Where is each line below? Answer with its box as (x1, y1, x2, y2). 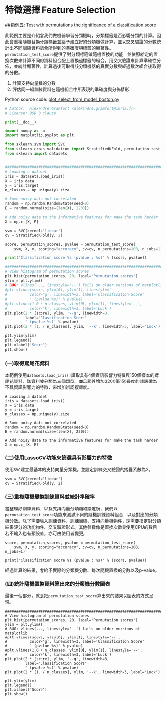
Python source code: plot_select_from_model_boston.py (5, 96, 120, 102)
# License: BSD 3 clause (5, 110, 56, 116)
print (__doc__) (5, 120, 37, 125)
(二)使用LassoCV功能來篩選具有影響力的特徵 (5, 454, 112, 461)
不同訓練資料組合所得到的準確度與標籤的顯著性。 (13, 45, 114, 51)
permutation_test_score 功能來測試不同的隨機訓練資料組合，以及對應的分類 (5, 511, 158, 517)
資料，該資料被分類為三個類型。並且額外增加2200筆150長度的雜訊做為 (13, 378, 157, 384)
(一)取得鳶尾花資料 (5, 360, 50, 367)
